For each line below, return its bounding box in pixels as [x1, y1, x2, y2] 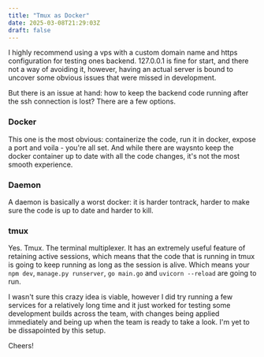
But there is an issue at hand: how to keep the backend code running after [8, 88, 249, 98]
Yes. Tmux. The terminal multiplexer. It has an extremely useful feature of [8, 243, 246, 253]
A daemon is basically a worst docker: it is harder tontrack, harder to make [8, 197, 250, 206]
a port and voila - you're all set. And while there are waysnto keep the [8, 143, 234, 152]
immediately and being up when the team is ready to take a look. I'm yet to [8, 318, 251, 327]
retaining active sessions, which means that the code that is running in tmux [8, 252, 255, 261]
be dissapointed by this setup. [8, 325, 106, 336]
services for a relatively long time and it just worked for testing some [8, 301, 231, 310]
